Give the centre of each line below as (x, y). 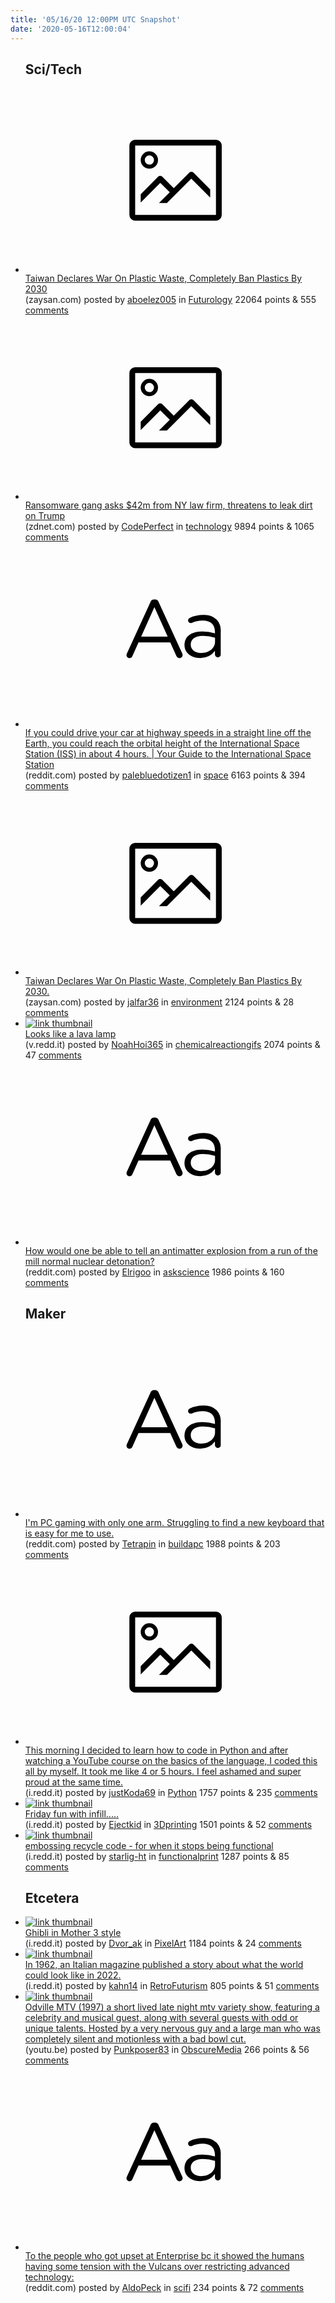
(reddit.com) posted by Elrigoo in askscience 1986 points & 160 (154, 1272)
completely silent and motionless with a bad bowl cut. (135, 2039)
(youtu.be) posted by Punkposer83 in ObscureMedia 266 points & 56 (167, 2050)
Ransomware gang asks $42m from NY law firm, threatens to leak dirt (168, 505)
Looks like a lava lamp (70, 1034)
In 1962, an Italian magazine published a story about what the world (164, 1965)
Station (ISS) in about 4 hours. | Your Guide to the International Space (168, 753)
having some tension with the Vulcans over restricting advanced (157, 2266)
